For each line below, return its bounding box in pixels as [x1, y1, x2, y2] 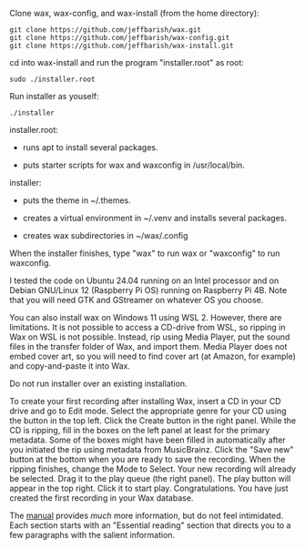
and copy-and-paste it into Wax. [9, 361, 130, 371]
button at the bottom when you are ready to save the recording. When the [9, 454, 286, 464]
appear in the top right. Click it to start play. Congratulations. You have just [9, 483, 289, 493]
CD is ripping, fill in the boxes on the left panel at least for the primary [9, 425, 270, 435]
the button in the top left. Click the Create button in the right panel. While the [9, 415, 297, 426]
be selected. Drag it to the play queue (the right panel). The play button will [9, 473, 291, 483]
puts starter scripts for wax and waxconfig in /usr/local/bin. [22, 159, 246, 170]
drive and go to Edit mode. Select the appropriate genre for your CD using [9, 405, 287, 416]
